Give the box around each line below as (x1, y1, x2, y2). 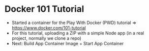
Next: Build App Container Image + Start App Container (11, 40, 124, 46)
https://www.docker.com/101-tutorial (11, 25, 86, 30)
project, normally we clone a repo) (11, 35, 82, 41)
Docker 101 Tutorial (4, 3, 85, 15)
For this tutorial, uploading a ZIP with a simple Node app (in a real (11, 30, 145, 36)
